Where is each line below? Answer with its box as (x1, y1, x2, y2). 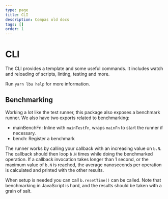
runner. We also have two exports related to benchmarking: (5, 115, 130, 121)
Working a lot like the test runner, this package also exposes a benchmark (5, 109, 160, 115)
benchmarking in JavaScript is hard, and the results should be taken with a (5, 182, 162, 188)
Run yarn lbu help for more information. (5, 81, 90, 87)
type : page (5, 7, 29, 13)
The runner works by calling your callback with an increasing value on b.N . (5, 145, 162, 151)
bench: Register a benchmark (12, 135, 75, 141)
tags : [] (5, 21, 24, 27)
